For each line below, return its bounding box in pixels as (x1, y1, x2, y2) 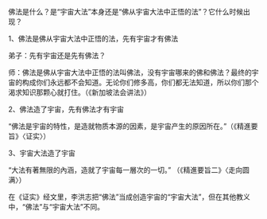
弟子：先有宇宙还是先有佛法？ (8, 51, 106, 60)
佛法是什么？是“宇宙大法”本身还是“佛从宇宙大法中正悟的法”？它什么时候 (8, 7, 244, 16)
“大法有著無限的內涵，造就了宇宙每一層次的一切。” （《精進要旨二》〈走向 (8, 166, 243, 174)
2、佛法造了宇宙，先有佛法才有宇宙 (8, 104, 125, 114)
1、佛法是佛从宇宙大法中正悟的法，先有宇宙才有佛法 (8, 34, 179, 43)
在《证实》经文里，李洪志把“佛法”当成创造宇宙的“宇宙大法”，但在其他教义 (8, 192, 250, 201)
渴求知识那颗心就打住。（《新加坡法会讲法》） (8, 88, 151, 97)
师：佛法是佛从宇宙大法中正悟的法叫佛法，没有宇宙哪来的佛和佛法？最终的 (8, 68, 252, 77)
